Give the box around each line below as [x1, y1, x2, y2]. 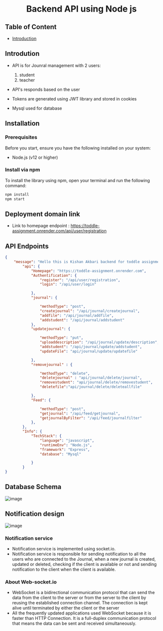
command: [5, 183, 27, 188]
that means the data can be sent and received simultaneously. [12, 620, 137, 627]
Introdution [5, 50, 40, 58]
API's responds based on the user [12, 86, 80, 92]
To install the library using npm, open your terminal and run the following [5, 177, 150, 183]
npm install [5, 192, 29, 197]
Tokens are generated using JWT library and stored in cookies [12, 96, 137, 101]
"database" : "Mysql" [39, 451, 81, 457]
